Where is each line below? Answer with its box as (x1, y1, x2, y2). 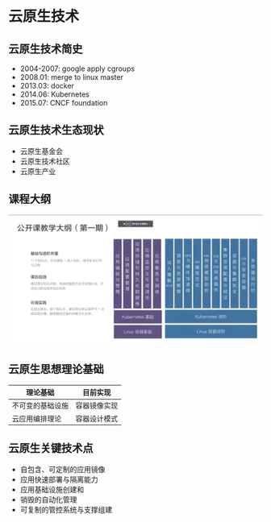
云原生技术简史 (8, 42, 83, 56)
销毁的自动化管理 (19, 495, 77, 504)
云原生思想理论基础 (8, 362, 104, 376)
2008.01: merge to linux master (19, 72, 123, 81)
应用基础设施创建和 (19, 484, 85, 494)
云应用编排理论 (11, 413, 62, 423)
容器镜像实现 (75, 400, 119, 411)
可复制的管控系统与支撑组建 (19, 504, 113, 514)
